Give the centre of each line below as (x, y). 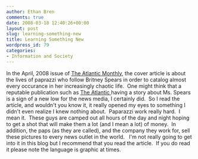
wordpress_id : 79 (28, 45)
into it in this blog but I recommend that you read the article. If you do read (98, 143)
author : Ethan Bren (30, 12)
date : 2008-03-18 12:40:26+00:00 (48, 23)
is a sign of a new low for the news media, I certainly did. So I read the (93, 99)
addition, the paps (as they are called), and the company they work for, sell (98, 130)
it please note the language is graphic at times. (64, 149)
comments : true (25, 17)
